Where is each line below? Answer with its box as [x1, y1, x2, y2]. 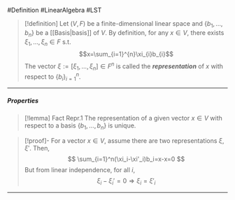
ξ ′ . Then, [24, 144, 50, 153]
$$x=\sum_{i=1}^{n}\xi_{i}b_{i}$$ [78, 50, 173, 59]
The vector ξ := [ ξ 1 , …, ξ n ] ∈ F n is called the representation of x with [24, 61, 224, 72]
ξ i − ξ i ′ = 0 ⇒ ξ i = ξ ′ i [97, 177, 156, 187]
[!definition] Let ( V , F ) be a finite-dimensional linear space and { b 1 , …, [24, 20, 223, 29]
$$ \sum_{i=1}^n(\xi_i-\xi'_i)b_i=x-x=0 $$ [67, 155, 185, 163]
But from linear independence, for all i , [24, 166, 135, 174]
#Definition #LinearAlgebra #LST [7, 6, 102, 14]
